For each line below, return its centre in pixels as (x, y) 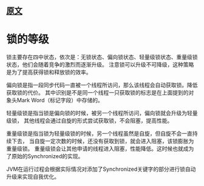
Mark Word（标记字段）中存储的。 (60, 100)
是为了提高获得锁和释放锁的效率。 (49, 72)
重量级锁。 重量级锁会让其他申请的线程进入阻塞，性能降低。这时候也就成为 (100, 149)
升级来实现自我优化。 (33, 177)
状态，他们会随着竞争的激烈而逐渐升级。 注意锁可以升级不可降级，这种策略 (100, 65)
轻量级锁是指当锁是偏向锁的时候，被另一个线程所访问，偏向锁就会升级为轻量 (102, 113)
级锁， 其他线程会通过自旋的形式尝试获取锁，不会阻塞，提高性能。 (90, 121)
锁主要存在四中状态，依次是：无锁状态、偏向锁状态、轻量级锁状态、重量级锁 (102, 57)
